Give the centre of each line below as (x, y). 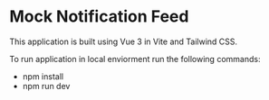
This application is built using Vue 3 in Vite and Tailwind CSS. (124, 41)
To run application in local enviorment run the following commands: (135, 59)
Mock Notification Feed (99, 17)
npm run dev (46, 86)
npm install (43, 76)
